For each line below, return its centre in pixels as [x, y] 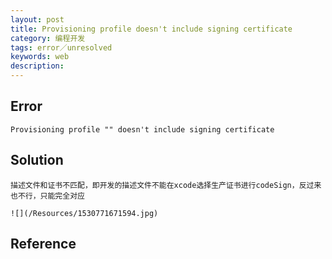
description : [37, 66]
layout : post [37, 19]
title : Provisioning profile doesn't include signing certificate [151, 29]
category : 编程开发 [48, 38]
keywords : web [40, 57]
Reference [43, 244]
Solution [37, 160]
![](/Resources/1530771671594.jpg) [84, 213]
